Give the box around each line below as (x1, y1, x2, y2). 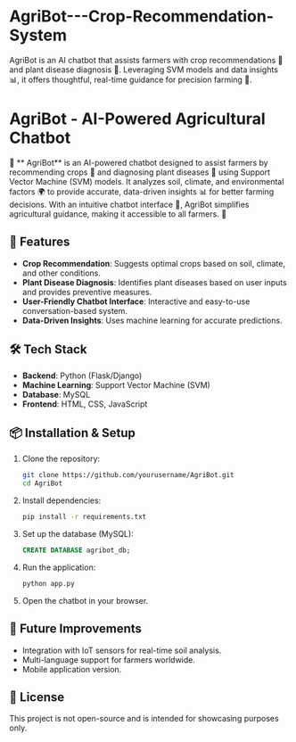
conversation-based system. (21, 305, 127, 316)
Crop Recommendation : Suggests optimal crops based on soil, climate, (21, 258, 285, 268)
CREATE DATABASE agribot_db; (21, 546, 131, 555)
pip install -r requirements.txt (21, 513, 147, 522)
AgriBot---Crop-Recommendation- (9, 6, 275, 27)
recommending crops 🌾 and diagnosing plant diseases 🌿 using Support (9, 167, 270, 177)
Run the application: (21, 562, 96, 573)
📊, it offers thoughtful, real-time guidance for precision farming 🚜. (9, 74, 252, 85)
